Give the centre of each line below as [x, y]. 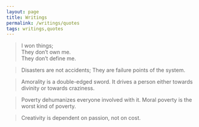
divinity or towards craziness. [58, 88]
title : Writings [27, 17]
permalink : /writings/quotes [43, 23]
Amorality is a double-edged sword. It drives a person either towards [107, 82]
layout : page [23, 12]
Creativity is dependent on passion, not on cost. [81, 118]
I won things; [37, 46]
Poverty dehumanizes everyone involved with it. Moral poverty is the [106, 100]
